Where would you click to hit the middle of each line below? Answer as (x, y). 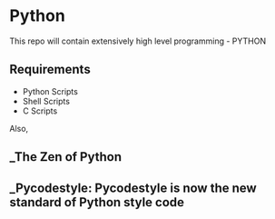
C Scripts (40, 111)
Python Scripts (50, 91)
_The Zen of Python (66, 157)
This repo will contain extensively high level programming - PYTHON (137, 41)
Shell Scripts (46, 101)
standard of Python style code (97, 202)
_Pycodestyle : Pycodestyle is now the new (133, 188)
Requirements (50, 70)
